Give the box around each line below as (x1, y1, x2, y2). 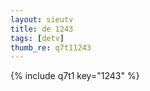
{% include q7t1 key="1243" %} (10, 70, 140, 82)
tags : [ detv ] (10, 33, 65, 43)
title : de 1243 (10, 24, 74, 34)
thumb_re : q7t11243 (10, 42, 92, 53)
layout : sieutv (10, 14, 74, 25)
